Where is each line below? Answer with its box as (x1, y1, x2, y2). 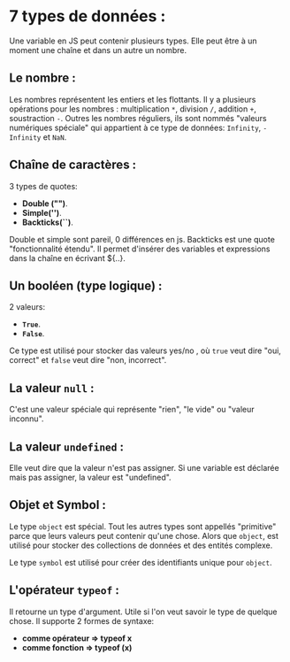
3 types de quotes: (9, 181, 78, 191)
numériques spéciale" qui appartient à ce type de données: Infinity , (9, 122, 262, 133)
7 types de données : (9, 6, 166, 27)
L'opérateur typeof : (9, 582, 119, 598)
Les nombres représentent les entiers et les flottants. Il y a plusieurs (9, 94, 256, 104)
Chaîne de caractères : (9, 158, 137, 173)
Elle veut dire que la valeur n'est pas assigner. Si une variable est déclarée (9, 463, 280, 473)
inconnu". (9, 413, 44, 424)
